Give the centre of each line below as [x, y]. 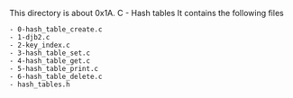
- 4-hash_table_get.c [50, 61]
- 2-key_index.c [40, 45]
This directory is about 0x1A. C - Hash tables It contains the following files [146, 13]
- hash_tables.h [40, 85]
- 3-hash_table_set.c [50, 53]
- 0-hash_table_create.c [56, 30]
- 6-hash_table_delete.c [56, 76]
